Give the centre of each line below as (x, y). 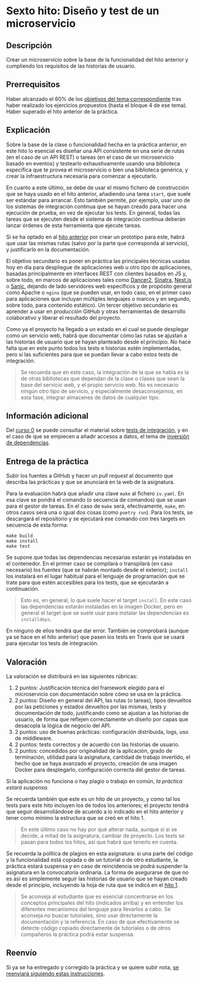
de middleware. (34, 738)
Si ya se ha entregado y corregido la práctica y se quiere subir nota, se (92, 967)
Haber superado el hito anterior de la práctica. (62, 112)
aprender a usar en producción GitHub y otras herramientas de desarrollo (96, 311)
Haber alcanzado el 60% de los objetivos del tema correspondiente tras (94, 98)
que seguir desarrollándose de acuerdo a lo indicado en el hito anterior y (95, 812)
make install (22, 541)
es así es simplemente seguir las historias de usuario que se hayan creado (97, 879)
